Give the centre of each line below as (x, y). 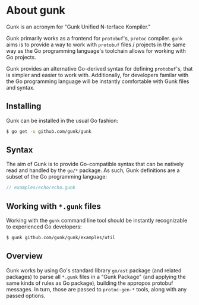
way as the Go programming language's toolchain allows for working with (96, 50)
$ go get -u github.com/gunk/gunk (49, 131)
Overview (25, 256)
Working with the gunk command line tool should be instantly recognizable (97, 221)
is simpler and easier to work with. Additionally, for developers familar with (97, 75)
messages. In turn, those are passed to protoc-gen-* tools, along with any (97, 289)
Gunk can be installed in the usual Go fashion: (62, 120)
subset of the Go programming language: (57, 177)
